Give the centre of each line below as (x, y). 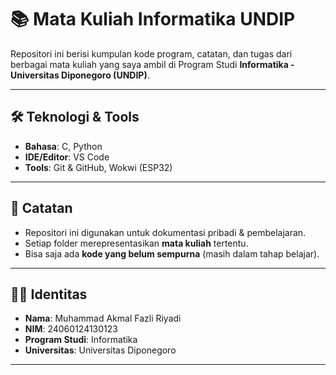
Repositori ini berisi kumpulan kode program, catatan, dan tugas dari (151, 53)
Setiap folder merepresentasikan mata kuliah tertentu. (136, 243)
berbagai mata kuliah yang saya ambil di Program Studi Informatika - (152, 64)
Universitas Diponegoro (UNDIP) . (80, 75)
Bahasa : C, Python (63, 146)
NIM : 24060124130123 (71, 329)
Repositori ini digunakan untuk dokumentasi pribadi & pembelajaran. (165, 232)
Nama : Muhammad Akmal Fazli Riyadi (103, 318)
